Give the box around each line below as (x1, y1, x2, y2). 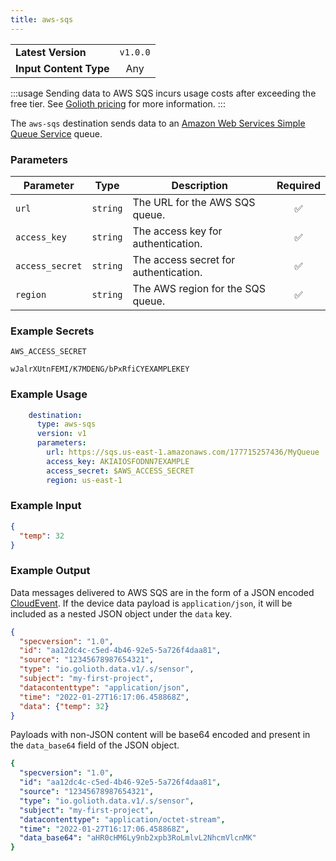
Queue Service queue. (10, 127, 103, 140)
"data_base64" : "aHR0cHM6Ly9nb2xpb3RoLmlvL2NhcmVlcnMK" (19, 833, 257, 843)
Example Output (10, 564, 91, 578)
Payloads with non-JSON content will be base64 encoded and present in (10, 729, 311, 741)
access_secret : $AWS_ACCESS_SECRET (46, 466, 195, 476)
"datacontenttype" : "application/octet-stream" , (19, 814, 226, 825)
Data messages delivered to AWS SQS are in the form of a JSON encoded (10, 586, 315, 598)
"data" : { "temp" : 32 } (19, 701, 110, 711)
